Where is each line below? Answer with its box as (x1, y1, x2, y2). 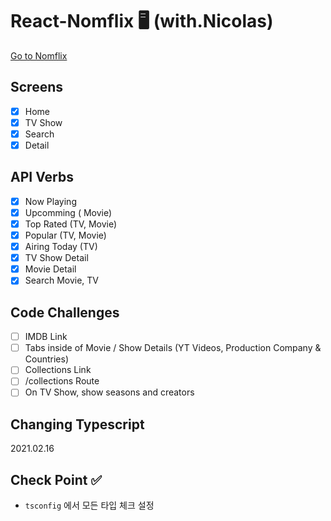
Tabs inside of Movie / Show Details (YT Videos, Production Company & (24, 342, 322, 354)
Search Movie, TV (24, 274, 100, 287)
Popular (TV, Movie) (24, 229, 107, 241)
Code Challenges (10, 304, 120, 321)
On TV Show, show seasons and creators (24, 386, 195, 398)
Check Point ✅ (10, 471, 103, 488)
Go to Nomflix (10, 49, 68, 62)
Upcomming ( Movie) (24, 206, 113, 218)
